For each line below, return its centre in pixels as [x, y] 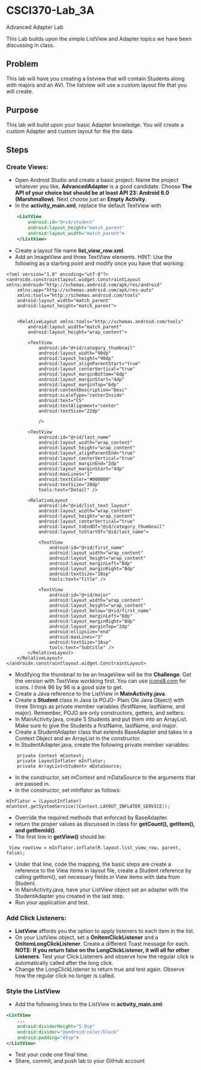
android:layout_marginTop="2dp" [89, 626]
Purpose [22, 110]
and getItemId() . [35, 830]
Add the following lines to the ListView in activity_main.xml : [89, 1005]
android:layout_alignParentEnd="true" [87, 453]
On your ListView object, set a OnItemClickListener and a [86, 937]
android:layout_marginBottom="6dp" [83, 374]
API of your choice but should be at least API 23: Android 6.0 [92, 193]
